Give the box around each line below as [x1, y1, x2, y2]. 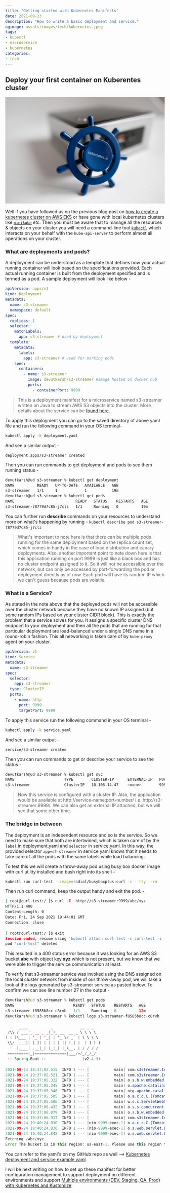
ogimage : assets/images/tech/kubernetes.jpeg [5, 24, 103, 29]
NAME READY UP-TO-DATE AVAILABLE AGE [5, 483, 119, 488]
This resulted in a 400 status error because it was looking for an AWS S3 [5, 950, 157, 957]
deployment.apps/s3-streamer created [5, 453, 85, 458]
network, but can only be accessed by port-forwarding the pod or [17, 566, 155, 572]
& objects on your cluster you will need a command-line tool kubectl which [5, 224, 161, 230]
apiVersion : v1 [5, 649, 37, 654]
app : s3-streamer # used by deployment [18, 334, 103, 339]
